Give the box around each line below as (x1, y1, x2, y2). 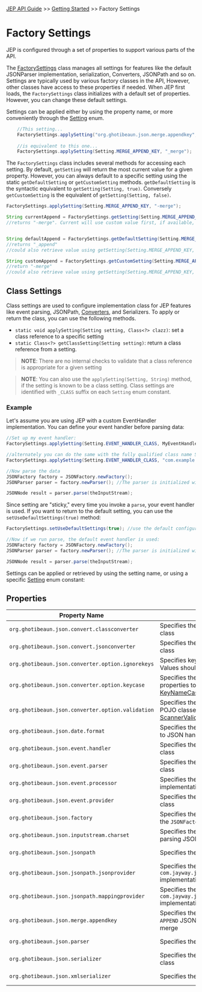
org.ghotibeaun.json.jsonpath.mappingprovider (9, 893, 145, 900)
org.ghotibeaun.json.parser (9, 938, 90, 945)
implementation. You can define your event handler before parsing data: (6, 424, 185, 431)
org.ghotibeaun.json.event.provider (9, 797, 114, 804)
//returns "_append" (6, 241, 58, 247)
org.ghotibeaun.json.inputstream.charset (9, 832, 130, 839)
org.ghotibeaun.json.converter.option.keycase (9, 682, 145, 688)
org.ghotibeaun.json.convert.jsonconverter (9, 643, 136, 650)
